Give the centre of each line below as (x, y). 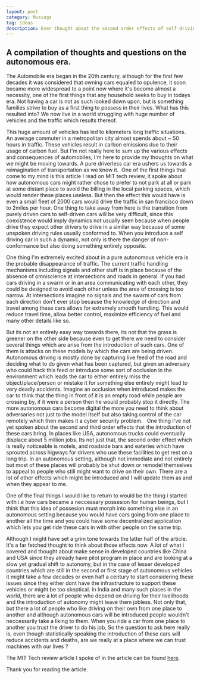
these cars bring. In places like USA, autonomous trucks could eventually (96, 434)
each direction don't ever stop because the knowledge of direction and (93, 302)
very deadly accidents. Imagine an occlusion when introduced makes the (96, 389)
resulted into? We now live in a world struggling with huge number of (90, 114)
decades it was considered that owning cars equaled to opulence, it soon (96, 82)
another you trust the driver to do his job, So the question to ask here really (98, 627)
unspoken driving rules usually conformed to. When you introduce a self (95, 233)
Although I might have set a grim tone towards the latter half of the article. (97, 539)
